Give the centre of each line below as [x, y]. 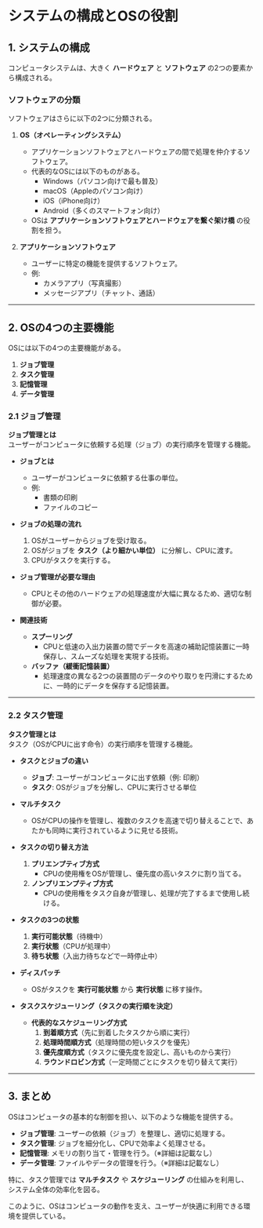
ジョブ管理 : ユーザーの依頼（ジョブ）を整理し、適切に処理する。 [124, 1133]
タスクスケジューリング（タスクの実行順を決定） [98, 1006]
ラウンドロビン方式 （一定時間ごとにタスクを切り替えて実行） [142, 1062]
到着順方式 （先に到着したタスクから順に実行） [118, 1032]
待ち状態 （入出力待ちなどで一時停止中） [96, 956]
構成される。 [35, 78]
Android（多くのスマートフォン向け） [103, 211]
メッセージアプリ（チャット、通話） [101, 293]
